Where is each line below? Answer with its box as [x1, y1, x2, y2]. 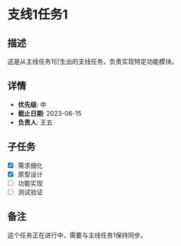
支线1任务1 [7, 6, 69, 23]
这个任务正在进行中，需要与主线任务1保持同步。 [7, 230, 147, 239]
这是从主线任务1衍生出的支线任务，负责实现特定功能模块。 [7, 58, 178, 65]
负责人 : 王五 [17, 118, 53, 127]
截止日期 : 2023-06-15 [17, 109, 82, 117]
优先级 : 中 [17, 100, 47, 109]
